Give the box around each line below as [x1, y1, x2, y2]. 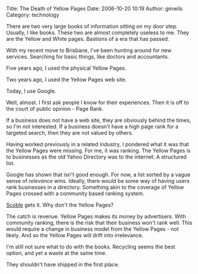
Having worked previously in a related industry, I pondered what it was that [6, 141, 189, 147]
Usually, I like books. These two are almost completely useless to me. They [6, 29, 190, 36]
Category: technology [6, 11, 59, 18]
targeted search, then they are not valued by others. [6, 130, 133, 136]
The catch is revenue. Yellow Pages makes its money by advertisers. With [6, 213, 186, 220]
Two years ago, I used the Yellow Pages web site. [6, 76, 127, 83]
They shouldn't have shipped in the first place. [6, 261, 120, 268]
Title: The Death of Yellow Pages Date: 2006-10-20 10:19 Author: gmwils [6, 5, 183, 12]
